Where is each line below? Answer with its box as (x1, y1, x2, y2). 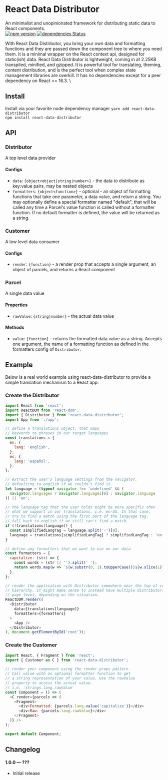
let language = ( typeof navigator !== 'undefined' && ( (5, 486, 124, 491)
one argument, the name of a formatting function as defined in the (12, 341, 149, 347)
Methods (5, 324, 24, 331)
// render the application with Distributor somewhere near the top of (5, 583, 157, 588)
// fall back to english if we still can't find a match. (5, 519, 128, 524)
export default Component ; (5, 731, 61, 736)
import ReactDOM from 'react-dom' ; (5, 408, 79, 413)
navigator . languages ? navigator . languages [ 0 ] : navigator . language (9, 491, 155, 496)
